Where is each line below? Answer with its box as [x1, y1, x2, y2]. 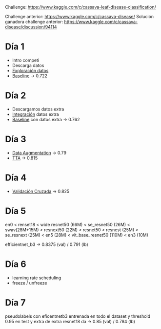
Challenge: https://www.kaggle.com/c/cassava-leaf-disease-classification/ [5, 4, 156, 10]
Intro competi [12, 57, 40, 63]
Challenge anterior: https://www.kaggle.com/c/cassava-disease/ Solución [5, 14, 154, 19]
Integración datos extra [12, 111, 60, 117]
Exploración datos [12, 67, 49, 73]
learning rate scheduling [12, 275, 61, 281]
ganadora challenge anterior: [5, 19, 63, 24]
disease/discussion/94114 [5, 24, 57, 30]
